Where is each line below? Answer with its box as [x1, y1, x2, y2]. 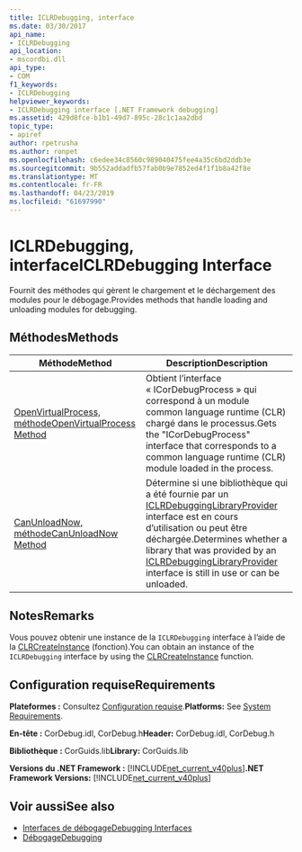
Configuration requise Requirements [9, 677, 216, 693]
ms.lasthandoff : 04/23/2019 [9, 189, 115, 198]
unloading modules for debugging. [9, 303, 138, 315]
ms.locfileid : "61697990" [9, 197, 106, 207]
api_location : [9, 47, 63, 56]
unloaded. [145, 578, 189, 590]
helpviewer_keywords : [9, 96, 91, 106]
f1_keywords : [9, 80, 58, 89]
